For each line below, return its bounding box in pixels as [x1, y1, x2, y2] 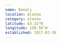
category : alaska [5, 16, 41, 21]
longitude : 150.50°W [5, 26, 48, 31]
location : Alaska [5, 12, 41, 17]
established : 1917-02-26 [5, 30, 57, 35]
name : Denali [5, 7, 32, 12]
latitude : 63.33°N [5, 21, 43, 26]
